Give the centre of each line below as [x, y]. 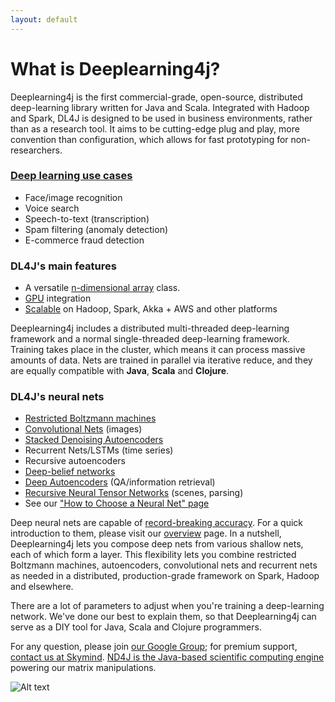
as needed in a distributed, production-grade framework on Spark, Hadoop [165, 576]
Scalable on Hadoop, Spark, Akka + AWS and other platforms [151, 309]
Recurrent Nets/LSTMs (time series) [99, 450]
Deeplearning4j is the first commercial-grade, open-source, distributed [156, 97]
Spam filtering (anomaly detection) [96, 229]
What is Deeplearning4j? [115, 68]
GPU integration [58, 298]
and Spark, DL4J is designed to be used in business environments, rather [161, 118]
